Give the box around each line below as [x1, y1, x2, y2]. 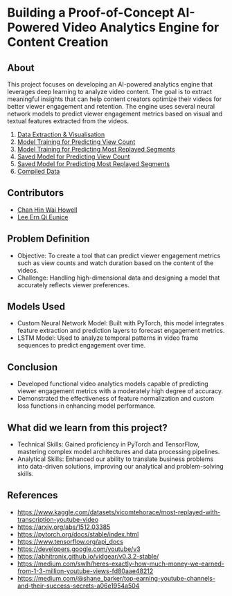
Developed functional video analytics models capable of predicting [17, 379, 209, 388]
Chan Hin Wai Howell [17, 206, 78, 214]
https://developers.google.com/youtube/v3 [17, 545, 141, 553]
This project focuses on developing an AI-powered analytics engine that [7, 80, 213, 88]
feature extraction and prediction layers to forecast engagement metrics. [17, 327, 225, 335]
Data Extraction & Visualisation [17, 130, 105, 138]
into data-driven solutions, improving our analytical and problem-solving [17, 462, 224, 471]
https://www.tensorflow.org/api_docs [17, 537, 123, 545]
